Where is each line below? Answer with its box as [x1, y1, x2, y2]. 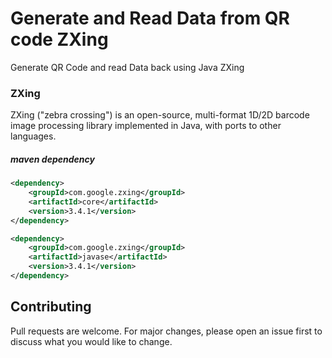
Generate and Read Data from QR [10, 7, 290, 30]
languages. [10, 130, 57, 142]
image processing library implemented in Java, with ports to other [10, 120, 282, 132]
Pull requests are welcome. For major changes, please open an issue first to [10, 325, 323, 337]
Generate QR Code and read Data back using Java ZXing [10, 61, 245, 73]
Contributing [10, 298, 92, 316]
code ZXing [10, 28, 109, 51]
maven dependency [10, 153, 95, 165]
